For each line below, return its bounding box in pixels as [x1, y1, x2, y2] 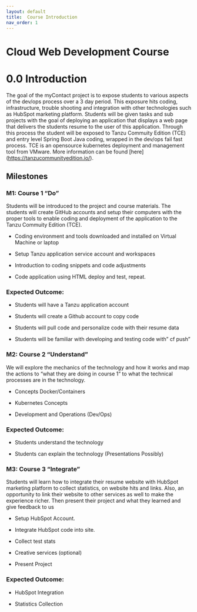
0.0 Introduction [6, 72, 87, 86]
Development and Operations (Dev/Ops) [14, 411, 112, 418]
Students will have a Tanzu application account [14, 302, 129, 309]
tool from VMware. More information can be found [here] [6, 148, 144, 155]
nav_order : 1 [6, 19, 38, 25]
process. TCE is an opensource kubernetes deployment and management [6, 142, 185, 149]
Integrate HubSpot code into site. [14, 526, 95, 534]
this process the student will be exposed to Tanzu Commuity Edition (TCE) [6, 129, 186, 136]
